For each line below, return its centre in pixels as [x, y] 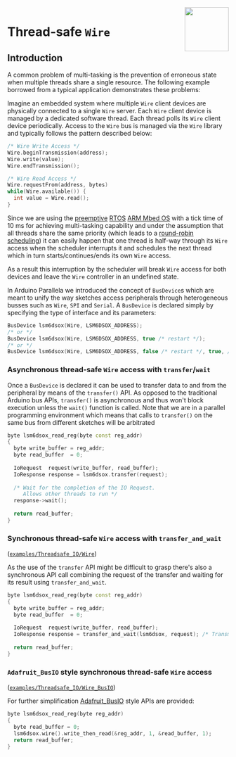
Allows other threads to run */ [70, 494]
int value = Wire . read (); [52, 198]
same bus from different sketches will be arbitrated [81, 422]
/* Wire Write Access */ [44, 146]
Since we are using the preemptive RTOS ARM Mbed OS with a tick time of [115, 218]
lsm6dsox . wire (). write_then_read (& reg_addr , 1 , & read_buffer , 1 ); [113, 733]
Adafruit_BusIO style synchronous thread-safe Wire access [110, 672]
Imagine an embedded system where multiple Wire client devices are [107, 103]
